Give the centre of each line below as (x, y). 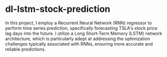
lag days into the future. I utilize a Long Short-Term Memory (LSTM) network (84, 33)
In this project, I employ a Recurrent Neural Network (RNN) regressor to (79, 23)
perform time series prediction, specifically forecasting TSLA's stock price (82, 28)
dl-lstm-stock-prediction (58, 9)
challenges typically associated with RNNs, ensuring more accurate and (79, 44)
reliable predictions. (25, 49)
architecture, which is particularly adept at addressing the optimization (78, 39)
